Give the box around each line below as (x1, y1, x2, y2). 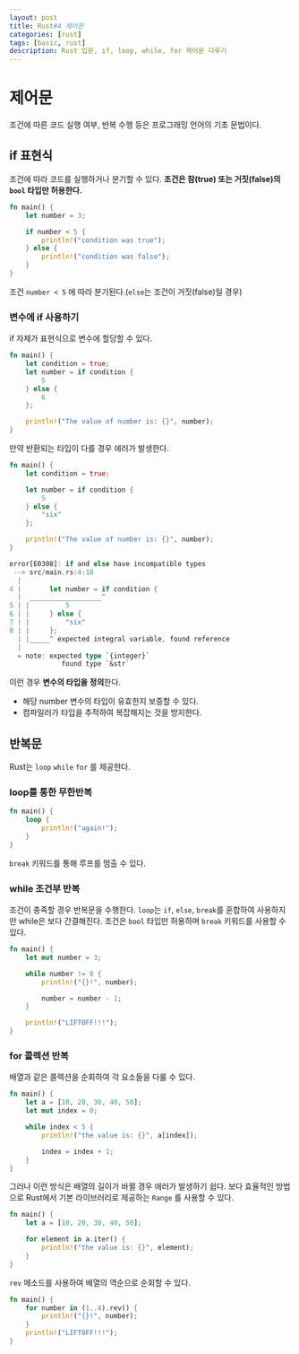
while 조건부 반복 (9, 882, 81, 895)
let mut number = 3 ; (25, 953, 102, 962)
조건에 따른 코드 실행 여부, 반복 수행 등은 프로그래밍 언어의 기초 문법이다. (9, 119, 262, 130)
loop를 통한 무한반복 (9, 786, 92, 799)
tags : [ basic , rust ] (9, 38, 87, 48)
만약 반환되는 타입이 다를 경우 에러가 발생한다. (9, 443, 170, 454)
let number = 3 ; (25, 211, 87, 220)
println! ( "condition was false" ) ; (41, 252, 170, 261)
